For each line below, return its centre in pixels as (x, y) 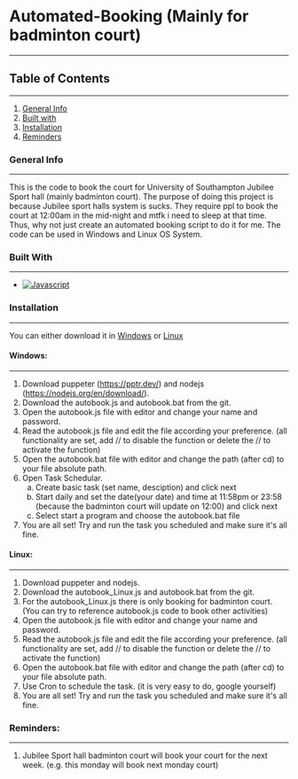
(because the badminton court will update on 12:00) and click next (156, 506)
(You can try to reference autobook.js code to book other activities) (145, 611)
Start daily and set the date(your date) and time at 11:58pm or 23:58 (158, 496)
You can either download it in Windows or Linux (96, 335)
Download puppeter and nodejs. (81, 583)
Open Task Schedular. (63, 478)
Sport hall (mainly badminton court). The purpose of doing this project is (141, 197)
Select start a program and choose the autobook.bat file (137, 515)
